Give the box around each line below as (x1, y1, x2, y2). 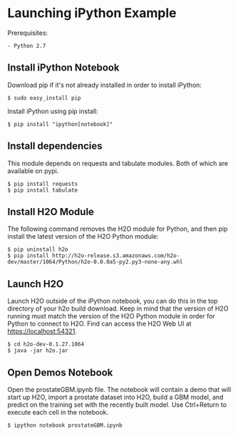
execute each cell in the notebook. (7, 408, 109, 416)
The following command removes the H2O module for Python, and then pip (7, 224, 228, 233)
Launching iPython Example (7, 5, 177, 21)
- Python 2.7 (7, 42, 46, 49)
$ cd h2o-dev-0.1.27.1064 (7, 341, 84, 348)
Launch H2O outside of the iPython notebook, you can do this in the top (7, 297, 219, 306)
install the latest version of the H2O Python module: (7, 232, 159, 241)
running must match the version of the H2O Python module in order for (7, 312, 215, 321)
